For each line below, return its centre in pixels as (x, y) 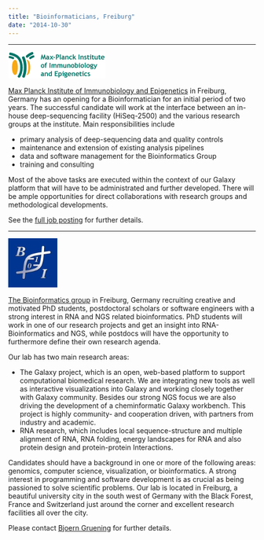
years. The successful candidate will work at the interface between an (122, 107)
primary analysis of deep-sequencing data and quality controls (121, 139)
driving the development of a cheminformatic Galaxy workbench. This (132, 406)
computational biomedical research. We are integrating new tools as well (137, 380)
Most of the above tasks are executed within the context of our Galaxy (122, 179)
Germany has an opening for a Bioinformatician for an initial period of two (127, 99)
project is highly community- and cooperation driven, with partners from (136, 413)
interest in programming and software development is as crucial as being (126, 479)
